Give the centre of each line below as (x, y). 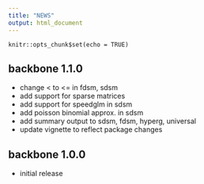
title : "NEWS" (32, 15)
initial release (41, 174)
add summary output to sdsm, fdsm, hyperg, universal (108, 121)
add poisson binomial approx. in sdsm (81, 113)
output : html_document (45, 23)
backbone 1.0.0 (47, 154)
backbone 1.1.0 (45, 68)
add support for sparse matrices (72, 96)
